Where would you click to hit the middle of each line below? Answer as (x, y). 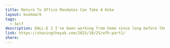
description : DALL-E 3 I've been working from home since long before (81, 28)
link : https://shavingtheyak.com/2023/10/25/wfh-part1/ (65, 33)
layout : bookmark (24, 14)
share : (12, 38)
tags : (11, 19)
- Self (17, 24)
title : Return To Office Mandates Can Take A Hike (60, 10)
